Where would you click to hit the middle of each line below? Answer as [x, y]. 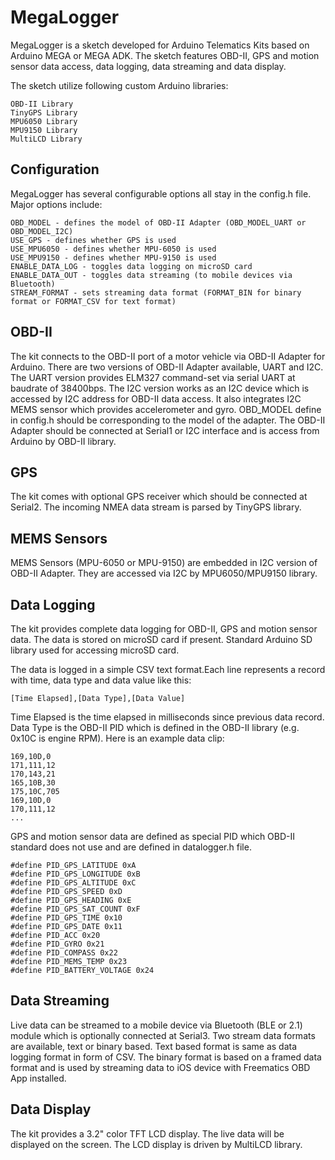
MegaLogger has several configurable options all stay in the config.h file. [161, 193]
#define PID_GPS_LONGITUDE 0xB [75, 874]
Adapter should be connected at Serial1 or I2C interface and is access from [165, 430]
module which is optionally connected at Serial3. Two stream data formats [163, 1035]
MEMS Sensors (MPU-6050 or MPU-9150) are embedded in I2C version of [164, 563]
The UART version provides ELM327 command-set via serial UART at [153, 377]
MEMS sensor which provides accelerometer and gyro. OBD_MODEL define [166, 409]
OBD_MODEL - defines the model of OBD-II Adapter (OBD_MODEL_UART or [158, 222]
